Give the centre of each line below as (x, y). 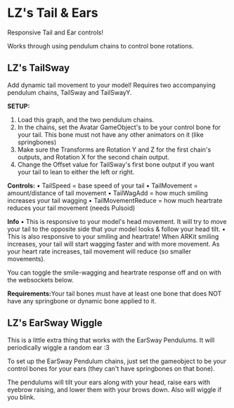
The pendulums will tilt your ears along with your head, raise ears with (109, 382)
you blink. (21, 397)
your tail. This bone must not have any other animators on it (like (110, 134)
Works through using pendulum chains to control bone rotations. (101, 46)
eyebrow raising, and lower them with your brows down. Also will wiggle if (115, 389)
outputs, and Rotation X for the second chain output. (93, 157)
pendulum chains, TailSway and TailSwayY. (70, 92)
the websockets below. (40, 279)
